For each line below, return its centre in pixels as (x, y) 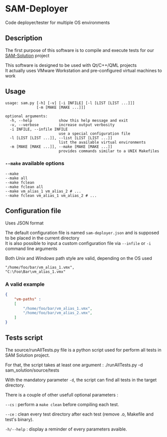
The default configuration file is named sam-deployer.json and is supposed (82, 232)
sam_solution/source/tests (32, 370)
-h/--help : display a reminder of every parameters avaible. (66, 429)
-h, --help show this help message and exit (69, 120)
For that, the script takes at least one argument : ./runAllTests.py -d (74, 365)
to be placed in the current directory (42, 238)
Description (24, 38)
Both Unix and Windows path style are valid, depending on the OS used (79, 258)
